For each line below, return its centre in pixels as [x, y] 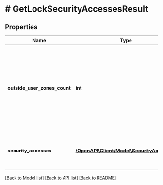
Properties [21, 27]
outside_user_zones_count [39, 88]
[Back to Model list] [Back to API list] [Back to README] [61, 178]
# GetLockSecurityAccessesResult [77, 9]
